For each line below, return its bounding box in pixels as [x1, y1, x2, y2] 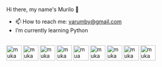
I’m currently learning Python [15, 27, 88, 33]
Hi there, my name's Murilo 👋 [6, 6, 79, 13]
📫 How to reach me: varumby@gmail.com [15, 18, 122, 25]
